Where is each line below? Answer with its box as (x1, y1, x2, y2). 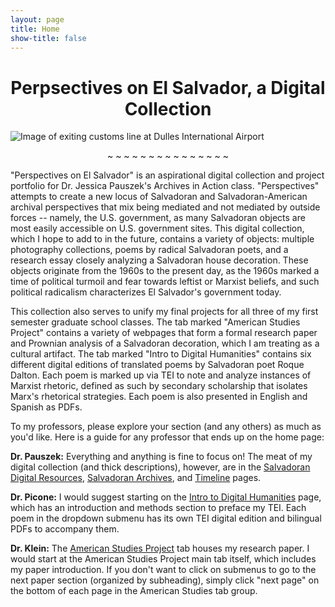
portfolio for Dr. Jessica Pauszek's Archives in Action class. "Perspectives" (10, 180, 320, 192)
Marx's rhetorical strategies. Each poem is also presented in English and (10, 391, 308, 403)
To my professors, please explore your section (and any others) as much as (10, 421, 322, 433)
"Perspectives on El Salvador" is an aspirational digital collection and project (10, 169, 325, 181)
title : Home (10, 24, 60, 34)
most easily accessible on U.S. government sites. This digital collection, (10, 222, 305, 235)
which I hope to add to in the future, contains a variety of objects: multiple (10, 233, 315, 245)
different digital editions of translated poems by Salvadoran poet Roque (10, 359, 305, 371)
